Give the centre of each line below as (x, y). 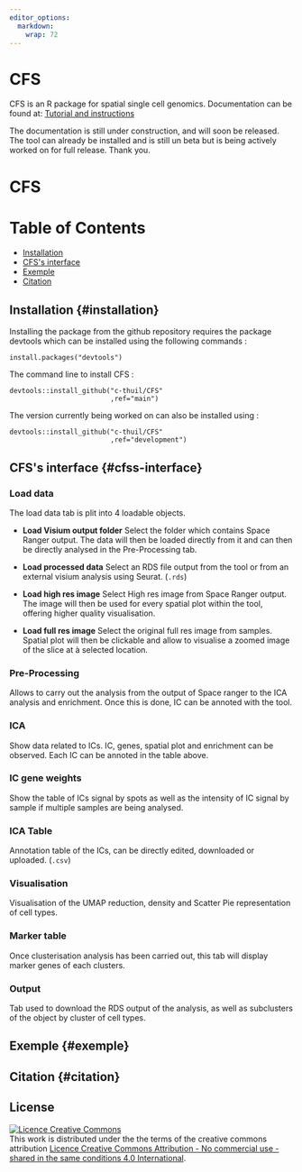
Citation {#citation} (65, 1077)
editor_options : (40, 18)
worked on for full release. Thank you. (80, 151)
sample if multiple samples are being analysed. (96, 807)
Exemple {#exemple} (69, 1046)
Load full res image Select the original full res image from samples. (147, 630)
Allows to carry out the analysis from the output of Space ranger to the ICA (148, 693)
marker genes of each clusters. (68, 965)
